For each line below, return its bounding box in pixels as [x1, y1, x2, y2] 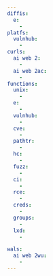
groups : [13, 214, 35, 221]
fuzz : [13, 163, 29, 170]
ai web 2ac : [13, 67, 48, 74]
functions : [7, 80, 38, 87]
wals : [7, 246, 22, 253]
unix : [13, 87, 29, 93]
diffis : [7, 10, 29, 17]
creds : [13, 202, 32, 209]
